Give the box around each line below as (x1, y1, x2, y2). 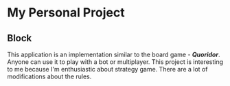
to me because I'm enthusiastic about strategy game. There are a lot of (7, 65, 208, 73)
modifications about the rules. (7, 72, 92, 80)
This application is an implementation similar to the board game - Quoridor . (7, 50, 220, 58)
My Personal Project (7, 5, 125, 21)
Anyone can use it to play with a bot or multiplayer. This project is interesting (7, 58, 224, 66)
